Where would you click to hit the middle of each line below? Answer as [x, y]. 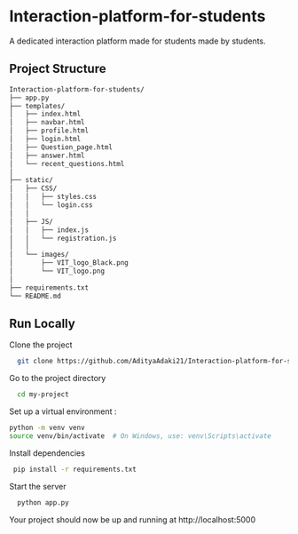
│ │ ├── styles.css [53, 197]
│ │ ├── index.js [49, 230]
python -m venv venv [47, 428]
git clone [35, 362]
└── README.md [35, 296]
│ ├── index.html [45, 114]
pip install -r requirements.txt [75, 469]
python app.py [43, 502]
